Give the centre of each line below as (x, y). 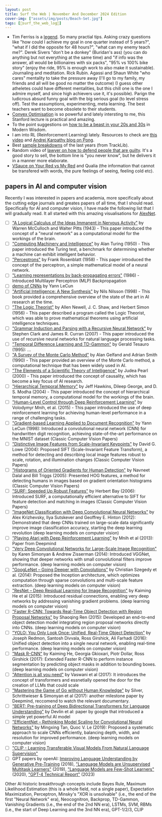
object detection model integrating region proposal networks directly (80, 622)
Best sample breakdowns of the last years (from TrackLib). (70, 145)
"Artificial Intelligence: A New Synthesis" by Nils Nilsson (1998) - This (81, 291)
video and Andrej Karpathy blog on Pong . (53, 140)
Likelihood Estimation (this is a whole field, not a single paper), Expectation (80, 789)
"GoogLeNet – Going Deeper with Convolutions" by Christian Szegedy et (84, 570)
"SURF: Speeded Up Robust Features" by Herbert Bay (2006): (74, 491)
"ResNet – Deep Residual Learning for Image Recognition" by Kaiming (81, 591)
